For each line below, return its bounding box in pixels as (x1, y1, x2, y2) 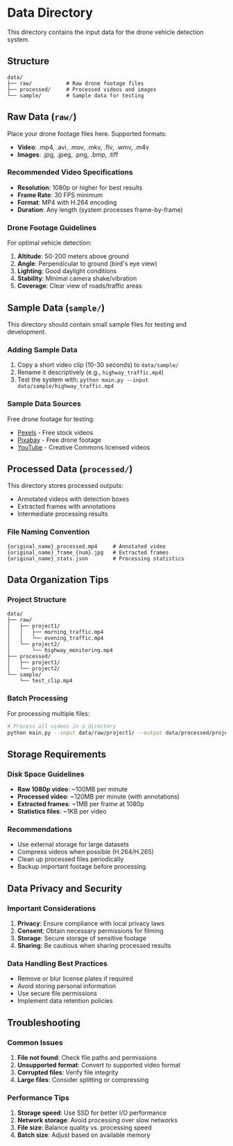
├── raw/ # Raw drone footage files (7, 80, 144, 87)
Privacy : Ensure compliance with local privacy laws (17, 919, 165, 928)
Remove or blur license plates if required (17, 974, 134, 983)
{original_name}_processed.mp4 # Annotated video (7, 543, 166, 550)
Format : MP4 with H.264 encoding (17, 198, 117, 206)
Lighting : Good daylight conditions (17, 267, 117, 275)
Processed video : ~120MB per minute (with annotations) (17, 792, 180, 801)
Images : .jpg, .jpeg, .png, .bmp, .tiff (17, 150, 119, 158)
